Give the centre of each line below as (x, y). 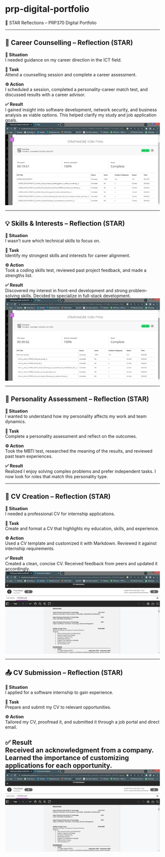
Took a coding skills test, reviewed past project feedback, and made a (76, 270)
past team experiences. (29, 456)
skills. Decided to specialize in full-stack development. (76, 296)
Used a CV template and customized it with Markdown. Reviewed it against (81, 543)
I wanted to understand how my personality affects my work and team (76, 416)
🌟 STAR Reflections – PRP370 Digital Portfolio (51, 23)
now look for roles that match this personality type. (56, 476)
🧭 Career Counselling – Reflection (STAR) (69, 43)
